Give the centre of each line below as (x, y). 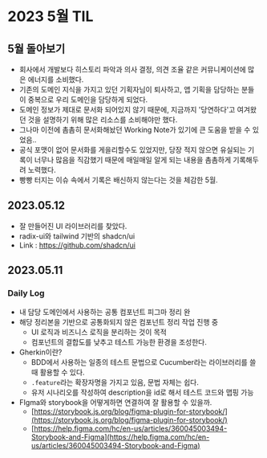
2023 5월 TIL (51, 16)
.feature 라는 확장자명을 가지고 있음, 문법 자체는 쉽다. (115, 382)
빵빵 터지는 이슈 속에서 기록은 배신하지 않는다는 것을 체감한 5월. (118, 180)
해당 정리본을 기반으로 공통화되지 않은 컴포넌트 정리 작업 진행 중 (118, 321)
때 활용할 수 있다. (58, 372)
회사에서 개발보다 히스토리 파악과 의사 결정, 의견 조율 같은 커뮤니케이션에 (132, 70)
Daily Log (26, 293)
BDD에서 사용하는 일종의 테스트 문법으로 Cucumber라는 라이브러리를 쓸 (144, 362)
